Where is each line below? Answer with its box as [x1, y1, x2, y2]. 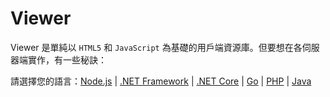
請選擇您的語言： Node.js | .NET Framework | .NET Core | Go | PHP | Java [10, 75, 312, 87]
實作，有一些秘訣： [27, 53, 107, 66]
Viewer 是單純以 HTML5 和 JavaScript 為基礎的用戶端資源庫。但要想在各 [10, 41, 303, 53]
